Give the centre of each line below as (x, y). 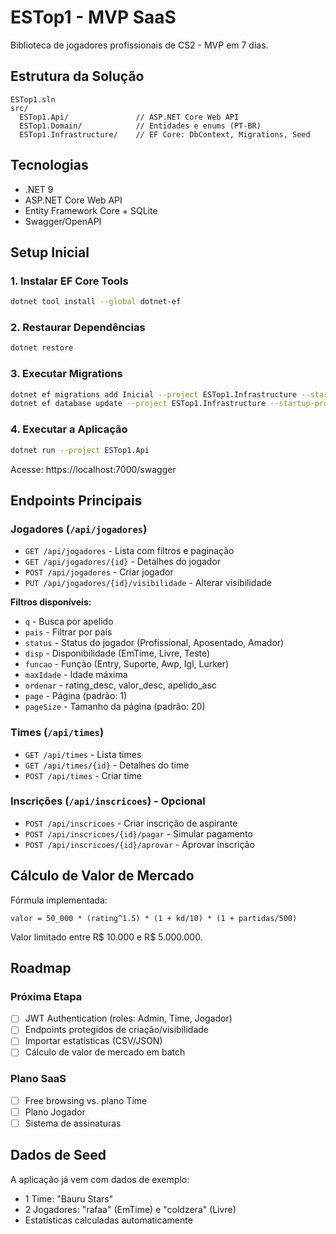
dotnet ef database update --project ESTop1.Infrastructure (138, 404)
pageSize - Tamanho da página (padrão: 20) (115, 707)
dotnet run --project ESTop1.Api (80, 450)
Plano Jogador (55, 1112)
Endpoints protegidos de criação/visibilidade (117, 1030)
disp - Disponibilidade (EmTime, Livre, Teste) (117, 653)
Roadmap (41, 968)
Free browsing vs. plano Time (86, 1100)
